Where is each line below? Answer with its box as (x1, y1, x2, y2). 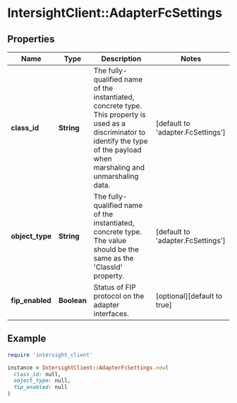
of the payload (93, 145, 142, 154)
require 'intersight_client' (7, 351, 93, 359)
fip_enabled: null (13, 384, 68, 391)
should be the (93, 244, 139, 254)
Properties (7, 33, 55, 45)
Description (101, 54, 142, 63)
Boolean (59, 296, 87, 305)
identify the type (93, 136, 148, 146)
